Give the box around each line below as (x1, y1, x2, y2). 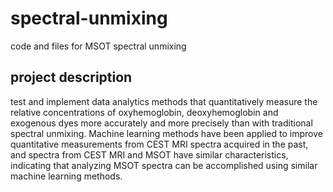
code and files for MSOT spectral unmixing (10, 40, 187, 52)
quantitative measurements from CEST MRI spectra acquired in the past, (10, 138, 309, 150)
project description (10, 69, 133, 86)
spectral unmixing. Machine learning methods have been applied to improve (10, 127, 323, 139)
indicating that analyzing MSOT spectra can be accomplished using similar (10, 159, 318, 171)
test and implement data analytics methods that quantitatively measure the (10, 95, 318, 107)
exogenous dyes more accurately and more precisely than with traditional (10, 117, 313, 129)
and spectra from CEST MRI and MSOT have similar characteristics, (10, 148, 289, 161)
